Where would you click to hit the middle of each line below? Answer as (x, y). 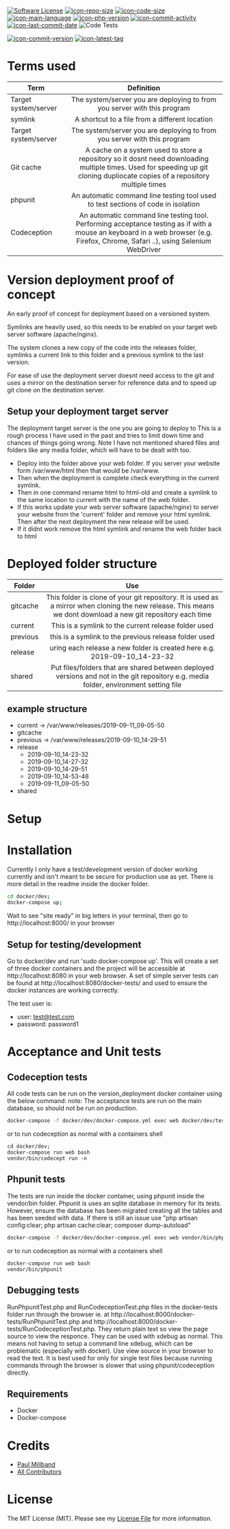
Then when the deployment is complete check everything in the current (118, 477)
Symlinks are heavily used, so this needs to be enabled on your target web (112, 327)
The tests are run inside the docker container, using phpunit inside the (106, 1196)
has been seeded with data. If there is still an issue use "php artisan (103, 1218)
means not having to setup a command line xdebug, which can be (100, 1343)
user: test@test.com (46, 1017)
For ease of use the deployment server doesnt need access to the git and (111, 375)
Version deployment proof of (91, 280)
